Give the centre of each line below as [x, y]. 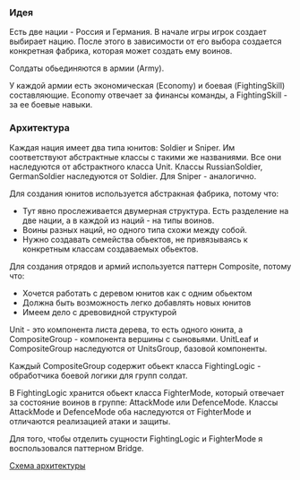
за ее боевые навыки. [51, 105]
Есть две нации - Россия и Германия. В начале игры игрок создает [138, 32]
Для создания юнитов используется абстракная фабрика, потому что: [144, 193]
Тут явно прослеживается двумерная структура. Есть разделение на [155, 210]
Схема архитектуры [47, 465]
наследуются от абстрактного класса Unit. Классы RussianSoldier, [136, 167]
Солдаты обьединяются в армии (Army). [87, 68]
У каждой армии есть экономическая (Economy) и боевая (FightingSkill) [147, 86]
